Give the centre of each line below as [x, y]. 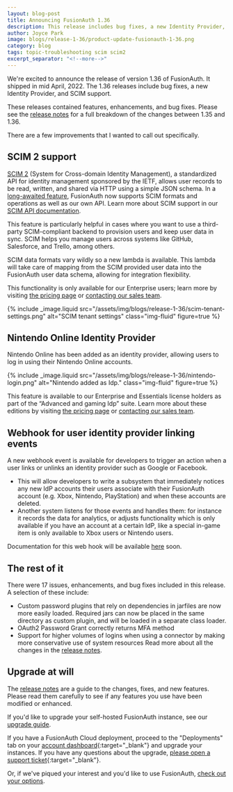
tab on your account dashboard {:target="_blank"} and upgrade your [105, 745]
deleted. [29, 504]
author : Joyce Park [35, 33]
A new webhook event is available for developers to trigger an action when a [117, 461]
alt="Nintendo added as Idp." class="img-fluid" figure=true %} [128, 383]
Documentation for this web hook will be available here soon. [95, 547]
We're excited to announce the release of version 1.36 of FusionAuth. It [109, 79]
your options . [26, 781]
